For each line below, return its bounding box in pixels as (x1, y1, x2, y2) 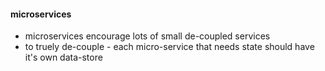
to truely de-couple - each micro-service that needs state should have (24, 41, 315, 53)
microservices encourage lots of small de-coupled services (24, 30, 271, 42)
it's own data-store (24, 51, 103, 64)
